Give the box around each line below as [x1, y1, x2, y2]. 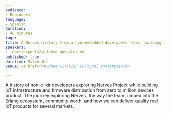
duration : [5, 26, 26, 31]
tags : [5, 36, 17, 41]
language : [5, 17, 26, 22]
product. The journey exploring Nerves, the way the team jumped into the [5, 93, 158, 99]
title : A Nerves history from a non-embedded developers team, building [5, 40, 162, 45]
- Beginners [5, 12, 30, 17]
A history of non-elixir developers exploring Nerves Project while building [5, 82, 158, 88]
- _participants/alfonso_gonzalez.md [5, 49, 85, 54]
